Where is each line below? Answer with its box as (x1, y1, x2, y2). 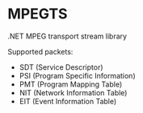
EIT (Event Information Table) (19, 96, 117, 106)
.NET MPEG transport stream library (7, 31, 127, 41)
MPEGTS (7, 5, 68, 23)
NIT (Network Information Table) (19, 87, 128, 97)
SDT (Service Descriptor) (19, 62, 103, 72)
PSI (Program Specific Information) (19, 71, 136, 80)
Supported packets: (7, 46, 74, 56)
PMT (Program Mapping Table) (19, 79, 123, 89)
